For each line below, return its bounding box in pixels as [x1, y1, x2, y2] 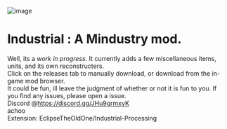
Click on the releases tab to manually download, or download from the [7, 69, 211, 77]
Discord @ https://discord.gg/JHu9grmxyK [7, 99, 130, 107]
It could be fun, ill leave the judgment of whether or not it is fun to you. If [7, 84, 217, 93]
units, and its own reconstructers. [7, 62, 105, 70]
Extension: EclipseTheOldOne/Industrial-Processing [7, 114, 157, 122]
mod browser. [25, 76, 65, 85]
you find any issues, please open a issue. [7, 91, 127, 100]
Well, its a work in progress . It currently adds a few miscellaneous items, [7, 54, 216, 62]
